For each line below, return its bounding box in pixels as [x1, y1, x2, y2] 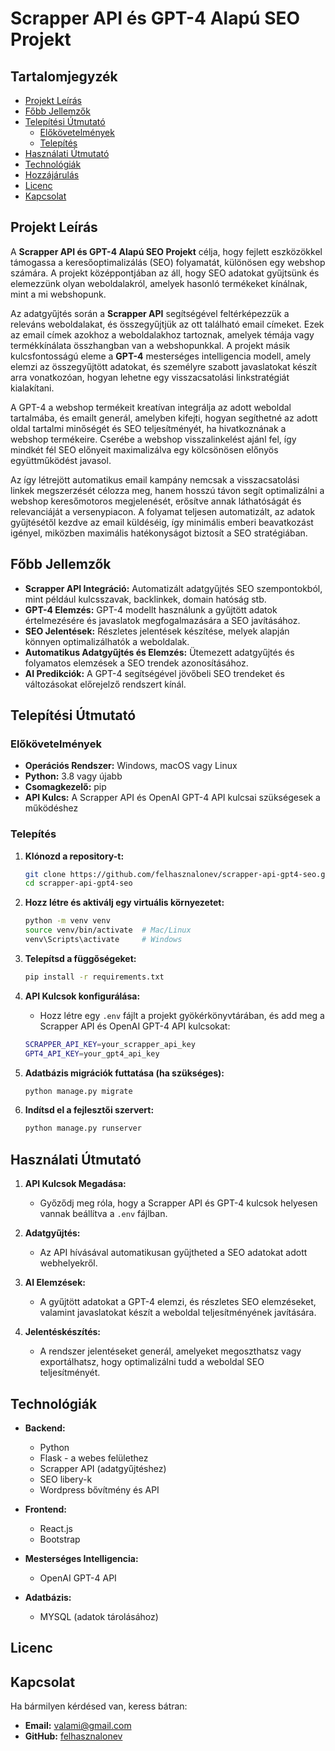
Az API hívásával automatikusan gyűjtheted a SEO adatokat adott [39, 1247, 308, 1259]
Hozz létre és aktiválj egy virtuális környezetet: [24, 897, 225, 909]
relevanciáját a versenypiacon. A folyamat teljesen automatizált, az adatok [10, 505, 316, 517]
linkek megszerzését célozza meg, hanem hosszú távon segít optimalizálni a [10, 484, 325, 496]
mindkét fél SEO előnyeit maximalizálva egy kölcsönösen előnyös [10, 443, 279, 456]
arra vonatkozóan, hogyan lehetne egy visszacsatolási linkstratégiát [10, 371, 290, 383]
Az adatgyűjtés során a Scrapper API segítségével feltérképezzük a [10, 307, 290, 319]
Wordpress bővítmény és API [39, 1483, 160, 1496]
